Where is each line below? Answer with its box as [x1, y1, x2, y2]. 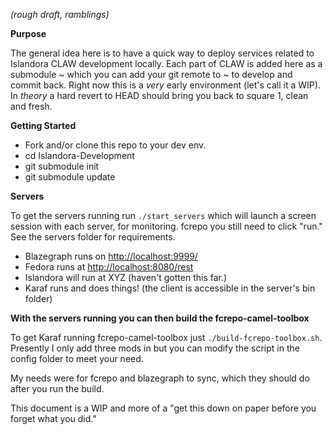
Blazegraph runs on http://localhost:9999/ [24, 250, 198, 262]
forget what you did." [10, 413, 97, 424]
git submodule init [24, 160, 100, 172]
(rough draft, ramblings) [10, 9, 110, 20]
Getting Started [10, 120, 77, 131]
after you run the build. [10, 383, 105, 394]
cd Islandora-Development [24, 150, 135, 161]
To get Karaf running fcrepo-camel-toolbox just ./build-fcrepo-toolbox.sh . [10, 332, 323, 343]
